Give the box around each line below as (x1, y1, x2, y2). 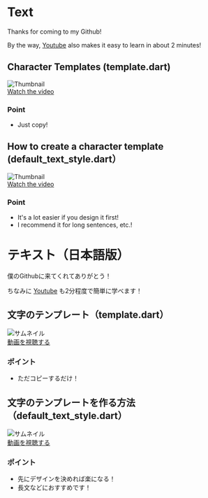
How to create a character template (7, 141, 164, 152)
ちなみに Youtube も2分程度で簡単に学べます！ (7, 287, 143, 295)
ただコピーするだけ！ (17, 374, 79, 383)
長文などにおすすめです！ (17, 483, 91, 492)
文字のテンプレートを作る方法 (7, 397, 136, 408)
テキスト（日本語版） (7, 248, 130, 263)
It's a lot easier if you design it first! (17, 213, 119, 222)
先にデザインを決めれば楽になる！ (17, 475, 116, 483)
